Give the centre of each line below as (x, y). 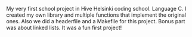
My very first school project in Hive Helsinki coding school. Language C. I (96, 9)
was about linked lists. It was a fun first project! (64, 27)
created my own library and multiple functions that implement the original (96, 15)
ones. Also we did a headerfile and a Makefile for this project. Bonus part (96, 21)
